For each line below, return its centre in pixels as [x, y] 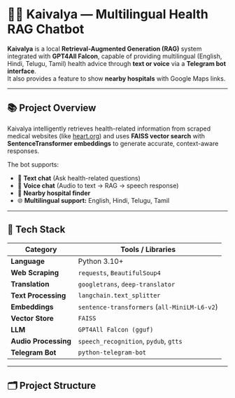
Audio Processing [41, 341]
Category [41, 249]
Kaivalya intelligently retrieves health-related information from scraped [109, 128]
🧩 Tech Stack [36, 230]
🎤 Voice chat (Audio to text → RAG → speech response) [98, 185]
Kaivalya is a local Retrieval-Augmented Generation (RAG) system [105, 48]
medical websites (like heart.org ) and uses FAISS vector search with [106, 135]
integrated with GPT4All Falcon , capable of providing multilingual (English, [115, 56]
